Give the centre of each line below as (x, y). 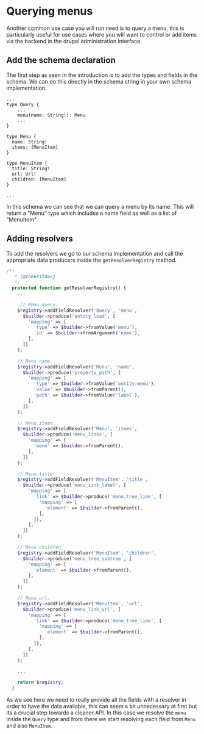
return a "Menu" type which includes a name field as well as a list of (92, 213)
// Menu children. (40, 547)
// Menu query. (39, 304)
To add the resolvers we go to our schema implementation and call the (95, 253)
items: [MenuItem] (35, 147)
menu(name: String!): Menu (51, 115)
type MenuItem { (27, 163)
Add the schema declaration (61, 60)
